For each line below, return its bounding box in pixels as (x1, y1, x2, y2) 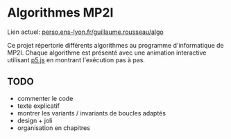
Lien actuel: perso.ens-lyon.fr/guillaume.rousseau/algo (7, 28, 164, 36)
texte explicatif (17, 102, 60, 110)
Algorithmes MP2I (7, 5, 114, 21)
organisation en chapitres (17, 123, 90, 132)
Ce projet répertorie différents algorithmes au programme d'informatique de (7, 41, 224, 49)
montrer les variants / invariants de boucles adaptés (17, 109, 166, 117)
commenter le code (17, 94, 74, 102)
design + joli (17, 116, 53, 124)
